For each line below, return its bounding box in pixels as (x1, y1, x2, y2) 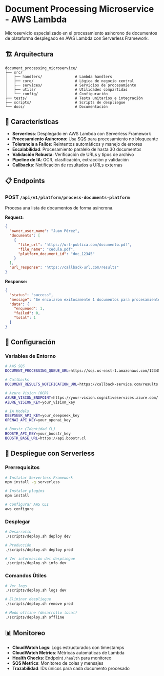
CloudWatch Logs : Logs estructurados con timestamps (12, 644, 124, 650)
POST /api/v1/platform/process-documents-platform (5, 194, 130, 201)
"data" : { (9, 302, 29, 307)
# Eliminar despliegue (5, 597, 51, 602)
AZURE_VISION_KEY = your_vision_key (5, 400, 76, 405)
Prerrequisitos (5, 464, 40, 471)
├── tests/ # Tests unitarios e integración (5, 96, 143, 101)
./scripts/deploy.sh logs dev (5, 588, 67, 593)
